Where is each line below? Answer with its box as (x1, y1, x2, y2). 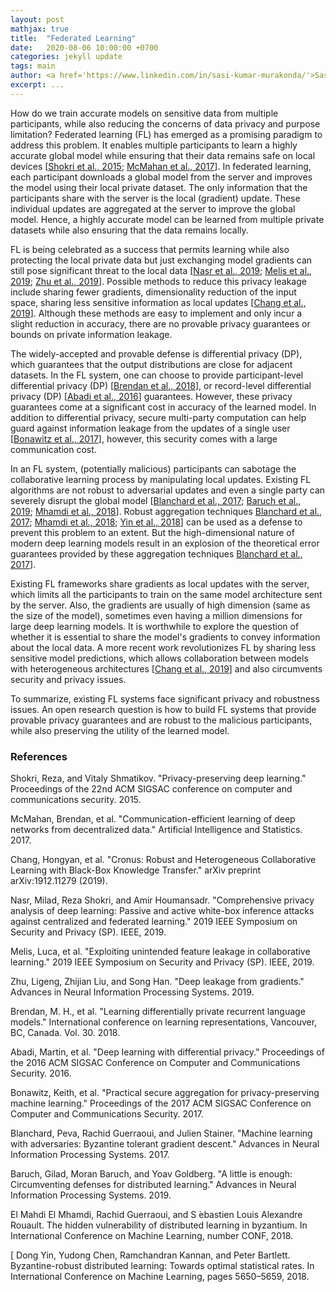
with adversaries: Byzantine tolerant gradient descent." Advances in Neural (10, 1138, 320, 1150)
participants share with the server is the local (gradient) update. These (10, 192, 301, 204)
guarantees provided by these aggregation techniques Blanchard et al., (10, 547, 303, 560)
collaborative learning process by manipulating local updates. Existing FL (10, 473, 312, 485)
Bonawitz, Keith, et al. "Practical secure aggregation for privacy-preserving (10, 1087, 320, 1099)
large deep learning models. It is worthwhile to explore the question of (10, 620, 300, 632)
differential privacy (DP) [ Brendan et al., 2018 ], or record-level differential (10, 379, 312, 391)
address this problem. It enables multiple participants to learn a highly (10, 139, 298, 151)
